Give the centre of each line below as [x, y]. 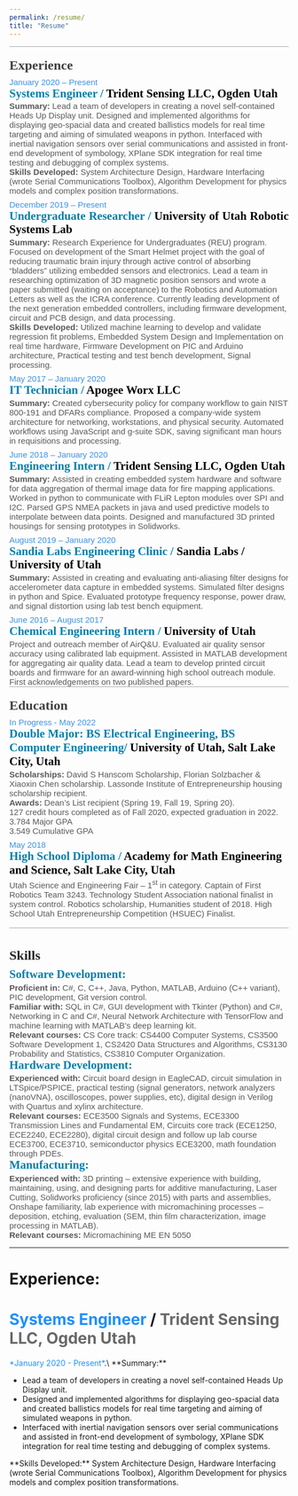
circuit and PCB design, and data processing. [92, 318]
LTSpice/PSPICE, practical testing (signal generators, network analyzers [142, 1088]
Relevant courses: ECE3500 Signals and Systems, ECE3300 [124, 1116]
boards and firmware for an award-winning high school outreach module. [143, 672]
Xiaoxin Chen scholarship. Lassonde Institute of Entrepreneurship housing [145, 784]
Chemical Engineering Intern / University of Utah [133, 631]
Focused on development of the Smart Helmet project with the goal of [137, 252]
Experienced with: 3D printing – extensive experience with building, [135, 1178]
